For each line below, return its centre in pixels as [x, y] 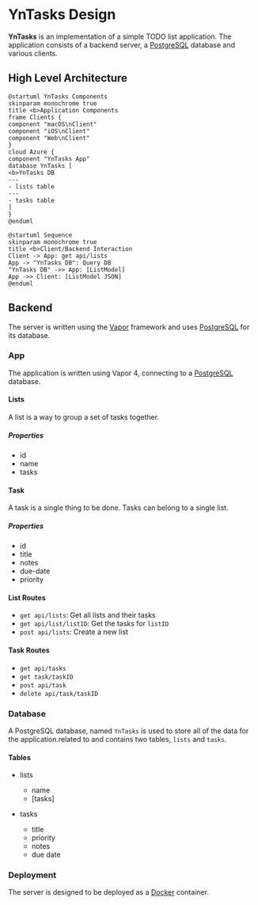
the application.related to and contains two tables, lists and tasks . [118, 739]
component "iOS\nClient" [49, 131]
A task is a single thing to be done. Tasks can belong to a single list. [118, 508]
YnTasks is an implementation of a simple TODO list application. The [120, 36]
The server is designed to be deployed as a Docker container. [109, 892]
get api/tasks [43, 668]
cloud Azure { [32, 152]
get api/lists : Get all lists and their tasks [87, 615]
